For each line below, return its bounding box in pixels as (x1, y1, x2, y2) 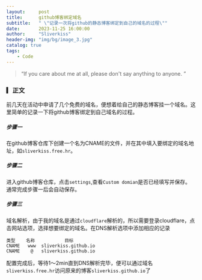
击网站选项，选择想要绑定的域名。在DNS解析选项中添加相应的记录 (6, 224, 170, 231)
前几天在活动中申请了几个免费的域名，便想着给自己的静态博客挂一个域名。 (6, 100, 191, 108)
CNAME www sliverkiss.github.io (6, 243, 96, 249)
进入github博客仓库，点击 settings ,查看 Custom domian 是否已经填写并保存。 (6, 178, 191, 185)
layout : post (6, 8, 50, 15)
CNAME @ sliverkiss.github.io (6, 248, 96, 254)
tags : (6, 48, 20, 54)
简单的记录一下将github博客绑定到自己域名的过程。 (11, 108, 138, 115)
